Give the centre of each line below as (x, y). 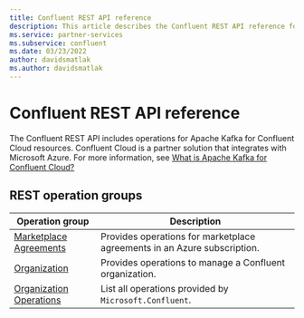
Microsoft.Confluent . (146, 300)
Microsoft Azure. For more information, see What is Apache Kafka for (138, 157)
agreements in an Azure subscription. (180, 247)
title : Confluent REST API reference (81, 18)
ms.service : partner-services (66, 34)
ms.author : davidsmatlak (56, 69)
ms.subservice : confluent (58, 43)
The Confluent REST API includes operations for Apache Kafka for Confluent (152, 138)
